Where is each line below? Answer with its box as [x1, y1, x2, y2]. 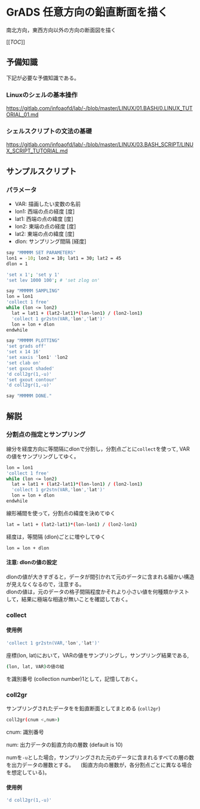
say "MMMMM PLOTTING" [6, 337, 60, 344]
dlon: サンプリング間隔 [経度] [14, 238, 87, 245]
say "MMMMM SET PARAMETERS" [6, 250, 76, 256]
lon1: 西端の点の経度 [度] [14, 208, 75, 215]
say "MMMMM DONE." [6, 393, 52, 399]
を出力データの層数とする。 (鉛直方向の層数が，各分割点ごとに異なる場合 [6, 761, 192, 768]
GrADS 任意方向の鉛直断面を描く [6, 5, 168, 19]
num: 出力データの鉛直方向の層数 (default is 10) [6, 741, 124, 748]
